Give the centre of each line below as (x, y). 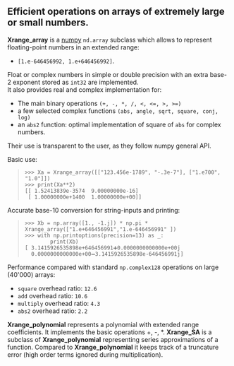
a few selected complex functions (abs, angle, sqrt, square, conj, (118, 111)
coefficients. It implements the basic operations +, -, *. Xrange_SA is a (110, 332)
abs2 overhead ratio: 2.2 (53, 311)
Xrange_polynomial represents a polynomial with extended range (103, 324)
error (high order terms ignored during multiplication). (85, 354)
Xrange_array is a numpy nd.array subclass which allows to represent (110, 40)
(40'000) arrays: (31, 274)
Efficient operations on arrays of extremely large (116, 12)
